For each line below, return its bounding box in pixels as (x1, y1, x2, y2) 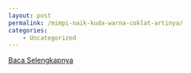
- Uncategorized (22, 33, 77, 42)
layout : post (8, 11, 52, 20)
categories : (8, 26, 48, 34)
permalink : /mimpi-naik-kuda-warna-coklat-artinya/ (8, 19, 183, 27)
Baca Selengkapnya (8, 56, 74, 65)
